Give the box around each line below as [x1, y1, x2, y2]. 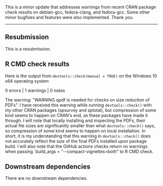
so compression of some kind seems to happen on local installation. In [5, 128, 146, 134]
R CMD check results [5, 60, 70, 68]
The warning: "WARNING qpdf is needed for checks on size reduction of [5, 97, 150, 102]
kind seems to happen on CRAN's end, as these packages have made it [5, 112, 148, 118]
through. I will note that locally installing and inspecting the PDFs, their [5, 118, 146, 123]
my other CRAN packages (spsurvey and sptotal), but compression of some [5, 107, 157, 113]
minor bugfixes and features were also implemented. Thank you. [5, 15, 134, 20]
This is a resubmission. [5, 46, 51, 51]
